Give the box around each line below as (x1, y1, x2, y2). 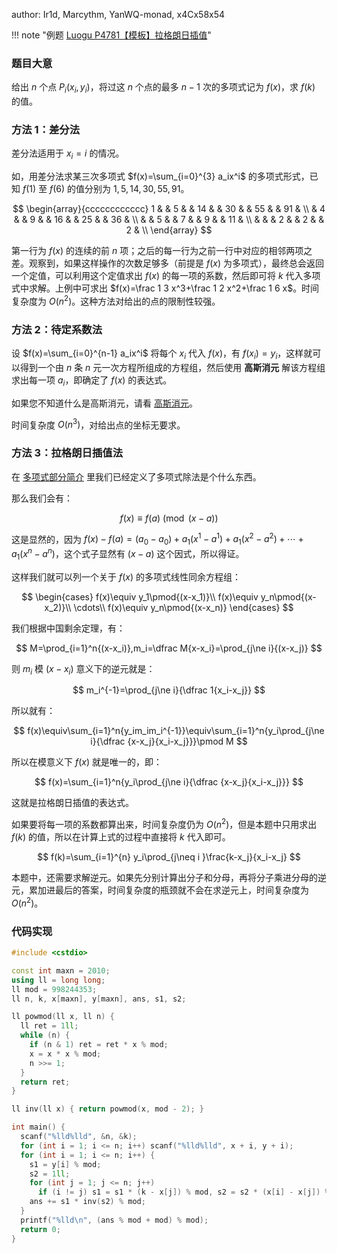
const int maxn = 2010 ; (11, 965, 111, 976)
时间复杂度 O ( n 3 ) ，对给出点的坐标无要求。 (11, 417, 186, 431)
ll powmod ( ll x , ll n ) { (11, 1012, 115, 1022)
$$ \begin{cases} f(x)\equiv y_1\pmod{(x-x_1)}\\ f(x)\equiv (21, 590, 259, 603)
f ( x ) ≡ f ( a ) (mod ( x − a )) (119, 512, 219, 524)
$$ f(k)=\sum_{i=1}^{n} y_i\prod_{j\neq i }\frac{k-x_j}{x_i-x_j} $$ (37, 851, 301, 863)
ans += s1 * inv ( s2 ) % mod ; (29, 1197, 146, 1207)
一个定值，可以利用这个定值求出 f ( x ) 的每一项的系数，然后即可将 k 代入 (11, 270, 304, 282)
